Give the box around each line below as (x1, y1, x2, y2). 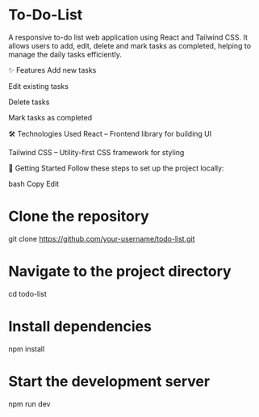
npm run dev (8, 398, 51, 409)
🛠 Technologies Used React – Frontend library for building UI (8, 128, 212, 138)
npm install (8, 343, 45, 353)
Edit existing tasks (8, 81, 69, 91)
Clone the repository (8, 208, 149, 225)
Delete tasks (8, 97, 50, 107)
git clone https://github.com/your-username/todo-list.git (8, 234, 195, 243)
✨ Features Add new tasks (8, 65, 97, 74)
